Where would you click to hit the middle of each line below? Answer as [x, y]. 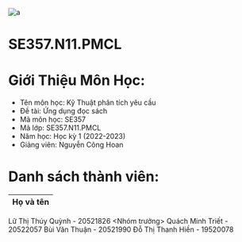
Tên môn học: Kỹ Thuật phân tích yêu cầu [88, 102]
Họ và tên [31, 202]
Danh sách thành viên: [84, 177]
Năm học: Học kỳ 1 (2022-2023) [73, 136]
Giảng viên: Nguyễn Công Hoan [71, 145]
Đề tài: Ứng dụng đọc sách [63, 111]
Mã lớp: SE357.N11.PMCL [60, 128]
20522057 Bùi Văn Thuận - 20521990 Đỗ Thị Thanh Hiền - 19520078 [121, 229]
